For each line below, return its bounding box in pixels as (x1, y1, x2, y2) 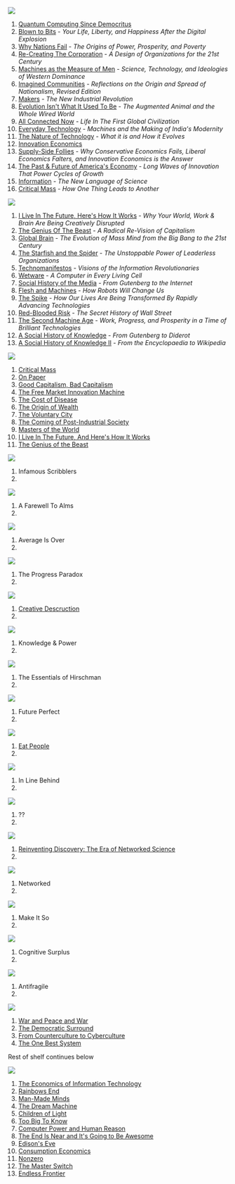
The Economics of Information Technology (18, 1080, 142, 1088)
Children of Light (18, 1109, 67, 1118)
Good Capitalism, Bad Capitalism (18, 380, 114, 389)
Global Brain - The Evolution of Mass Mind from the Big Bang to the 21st (18, 234, 227, 242)
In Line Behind (18, 776, 60, 785)
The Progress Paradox (18, 571, 83, 578)
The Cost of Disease (18, 395, 78, 404)
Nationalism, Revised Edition (18, 87, 101, 95)
